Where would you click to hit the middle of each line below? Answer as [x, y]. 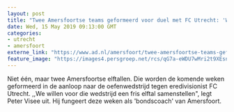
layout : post [26, 14]
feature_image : [29, 59]
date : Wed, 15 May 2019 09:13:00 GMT [62, 26]
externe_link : [28, 53]
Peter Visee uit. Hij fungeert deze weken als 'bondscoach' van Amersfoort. [114, 101]
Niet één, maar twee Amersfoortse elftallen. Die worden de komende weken [116, 79]
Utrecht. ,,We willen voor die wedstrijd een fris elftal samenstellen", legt [110, 93]
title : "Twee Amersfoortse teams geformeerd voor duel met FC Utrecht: [113, 20]
